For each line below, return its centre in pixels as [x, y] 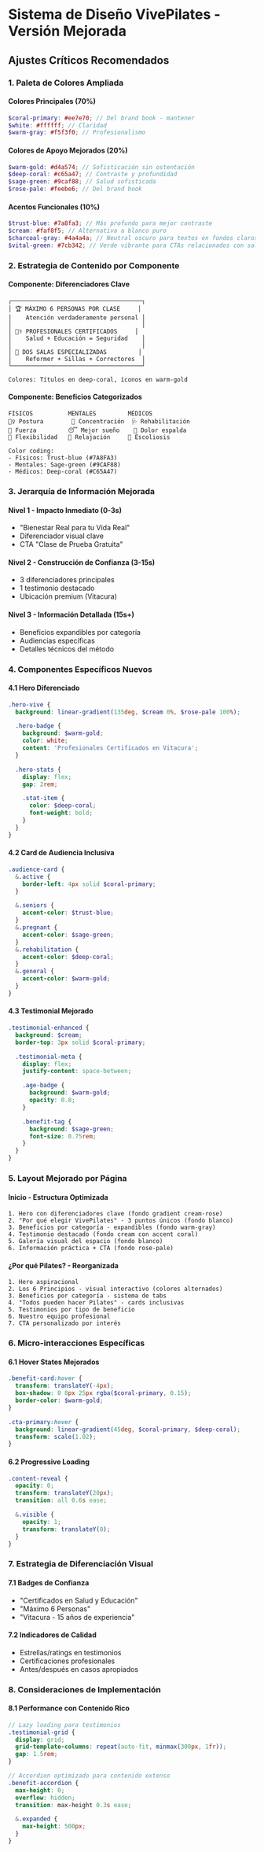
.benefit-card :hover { [45, 1378]
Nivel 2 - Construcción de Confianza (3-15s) [82, 562]
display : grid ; [40, 1739]
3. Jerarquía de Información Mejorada [82, 491]
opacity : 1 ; [42, 1522]
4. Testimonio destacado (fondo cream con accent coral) [103, 1234]
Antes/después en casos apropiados [79, 1669]
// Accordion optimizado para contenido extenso [89, 1776]
